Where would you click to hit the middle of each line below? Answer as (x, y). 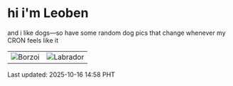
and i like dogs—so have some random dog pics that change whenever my (116, 33)
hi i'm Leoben (48, 13)
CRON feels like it (33, 40)
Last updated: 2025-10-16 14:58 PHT (61, 74)
